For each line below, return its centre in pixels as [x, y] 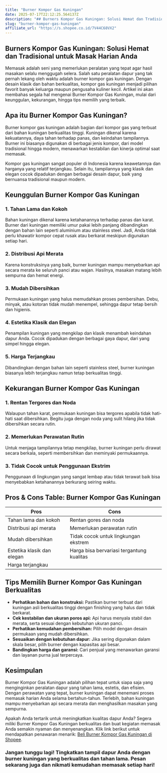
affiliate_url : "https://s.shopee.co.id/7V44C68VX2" [61, 28]
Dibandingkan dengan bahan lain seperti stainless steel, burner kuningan [80, 367]
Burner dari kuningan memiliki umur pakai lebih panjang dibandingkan [77, 225]
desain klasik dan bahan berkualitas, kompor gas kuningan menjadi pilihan [81, 84]
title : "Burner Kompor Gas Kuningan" [44, 10]
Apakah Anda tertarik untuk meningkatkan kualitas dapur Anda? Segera [78, 718]
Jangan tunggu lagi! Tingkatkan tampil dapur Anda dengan [78, 753]
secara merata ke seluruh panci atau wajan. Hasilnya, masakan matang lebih [83, 270]
